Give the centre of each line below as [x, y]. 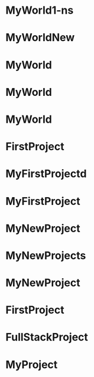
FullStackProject [47, 337]
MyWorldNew [40, 38]
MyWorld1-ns [40, 10]
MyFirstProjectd [46, 174]
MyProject [32, 364]
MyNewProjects [46, 255]
